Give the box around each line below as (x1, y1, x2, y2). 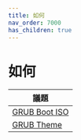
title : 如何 (8, 11, 45, 20)
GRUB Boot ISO (12, 107, 69, 118)
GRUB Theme (12, 120, 63, 131)
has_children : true (8, 26, 72, 34)
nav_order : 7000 (8, 19, 61, 27)
